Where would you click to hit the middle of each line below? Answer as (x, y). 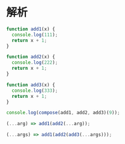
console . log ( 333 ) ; (35, 91)
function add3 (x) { (31, 85)
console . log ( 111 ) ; (35, 35)
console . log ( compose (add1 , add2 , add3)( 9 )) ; (63, 113)
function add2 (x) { (31, 57)
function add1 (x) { (31, 29)
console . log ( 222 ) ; (35, 63)
